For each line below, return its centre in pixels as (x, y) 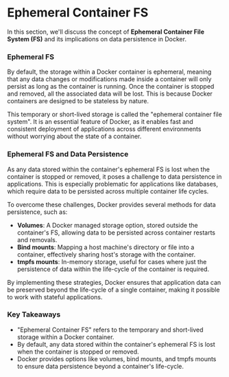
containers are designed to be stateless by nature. (78, 101)
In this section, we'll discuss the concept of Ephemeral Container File (106, 32)
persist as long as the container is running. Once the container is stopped (111, 87)
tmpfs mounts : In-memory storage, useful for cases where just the (112, 261)
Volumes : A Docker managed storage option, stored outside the (107, 225)
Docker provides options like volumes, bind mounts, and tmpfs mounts (117, 358)
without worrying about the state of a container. (74, 136)
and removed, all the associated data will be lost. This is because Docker (110, 94)
